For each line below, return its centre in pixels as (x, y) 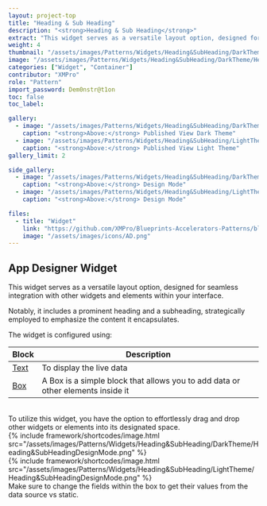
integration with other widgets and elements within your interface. (116, 295)
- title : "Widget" (46, 221)
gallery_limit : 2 (37, 156)
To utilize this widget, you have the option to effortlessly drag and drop (124, 419)
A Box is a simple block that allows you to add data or (141, 380)
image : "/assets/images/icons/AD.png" (87, 236)
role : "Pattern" (35, 82)
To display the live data (85, 368)
